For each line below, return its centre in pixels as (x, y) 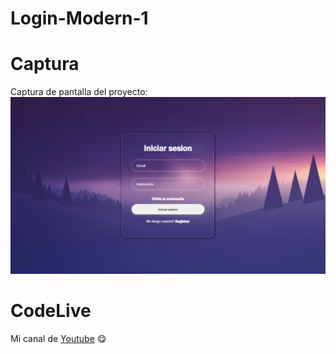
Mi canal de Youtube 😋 (58, 339)
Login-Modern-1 (79, 18)
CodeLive (51, 311)
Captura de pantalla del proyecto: (79, 92)
